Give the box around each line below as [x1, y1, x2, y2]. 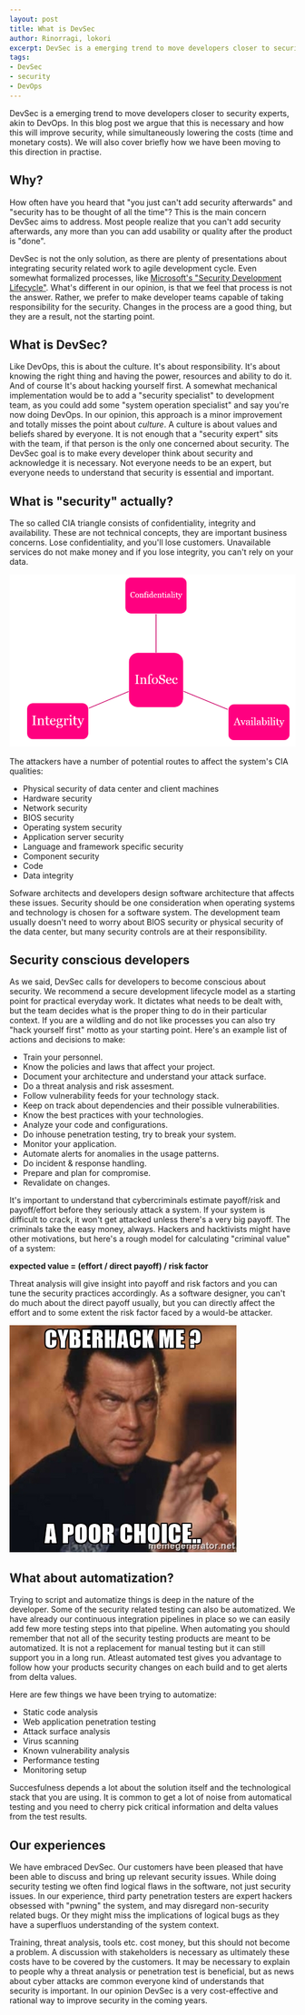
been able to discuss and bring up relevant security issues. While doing [9, 1872, 277, 1882]
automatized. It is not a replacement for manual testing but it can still [9, 1643, 266, 1654]
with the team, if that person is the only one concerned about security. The [9, 439, 290, 449]
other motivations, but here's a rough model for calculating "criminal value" [9, 1233, 290, 1244]
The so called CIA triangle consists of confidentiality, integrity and [9, 518, 256, 528]
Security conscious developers [9, 952, 191, 967]
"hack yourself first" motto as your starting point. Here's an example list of [9, 1024, 288, 1035]
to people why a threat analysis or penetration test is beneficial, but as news [9, 1966, 295, 1977]
